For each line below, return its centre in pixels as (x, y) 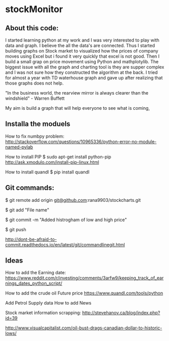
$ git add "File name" (27, 210)
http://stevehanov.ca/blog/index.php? (121, 313)
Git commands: (30, 188)
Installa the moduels (38, 124)
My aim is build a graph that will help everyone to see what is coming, (77, 108)
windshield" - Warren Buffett (35, 98)
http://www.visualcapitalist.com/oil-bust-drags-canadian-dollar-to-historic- (84, 328)
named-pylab (19, 147)
